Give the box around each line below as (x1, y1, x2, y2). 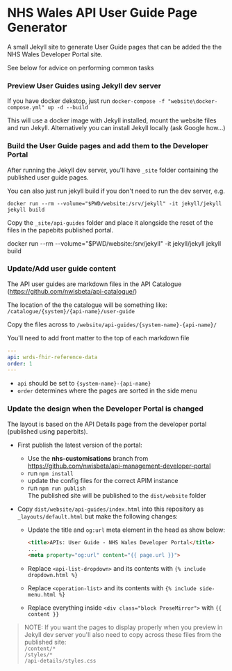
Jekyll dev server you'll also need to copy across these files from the (24, 631, 222, 639)
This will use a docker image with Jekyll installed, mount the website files (7, 116, 217, 125)
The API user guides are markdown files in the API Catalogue (7, 280, 182, 288)
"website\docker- (167, 98, 218, 105)
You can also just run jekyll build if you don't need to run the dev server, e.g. (7, 187, 226, 195)
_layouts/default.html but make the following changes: (17, 512, 179, 520)
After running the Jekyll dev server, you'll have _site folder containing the (7, 166, 219, 174)
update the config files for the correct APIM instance (27, 476, 179, 484)
